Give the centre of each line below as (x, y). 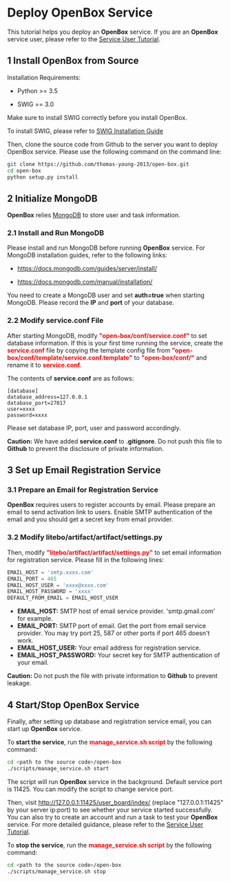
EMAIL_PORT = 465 (32, 579)
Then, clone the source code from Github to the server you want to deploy (113, 144)
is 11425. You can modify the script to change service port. (91, 789)
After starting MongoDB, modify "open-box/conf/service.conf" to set (107, 335)
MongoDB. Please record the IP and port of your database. (91, 303)
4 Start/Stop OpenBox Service (73, 705)
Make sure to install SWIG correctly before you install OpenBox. (97, 117)
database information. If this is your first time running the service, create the (115, 343)
